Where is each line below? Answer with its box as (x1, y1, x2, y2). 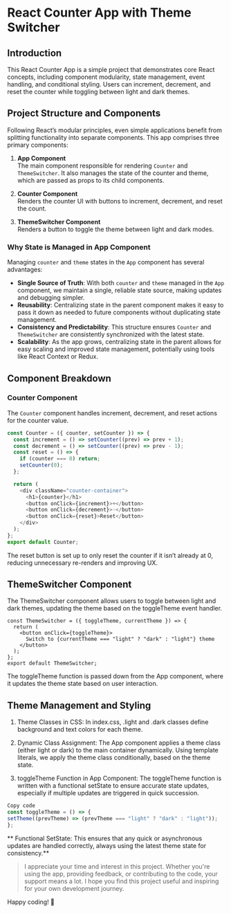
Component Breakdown (7, 372, 112, 384)
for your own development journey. (24, 884, 124, 892)
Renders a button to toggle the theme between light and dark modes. (17, 225, 214, 233)
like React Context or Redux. (17, 352, 99, 361)
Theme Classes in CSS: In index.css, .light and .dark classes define (17, 718, 209, 726)
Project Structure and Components (7, 107, 161, 119)
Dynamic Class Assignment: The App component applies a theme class (17, 739, 221, 747)
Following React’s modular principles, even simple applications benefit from (7, 126, 223, 134)
